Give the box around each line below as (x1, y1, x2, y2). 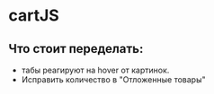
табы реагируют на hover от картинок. (21, 64, 170, 75)
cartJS (8, 5, 59, 26)
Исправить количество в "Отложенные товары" (21, 74, 206, 85)
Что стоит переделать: (8, 41, 144, 56)
